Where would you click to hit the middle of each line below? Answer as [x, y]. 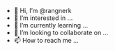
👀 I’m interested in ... [43, 18]
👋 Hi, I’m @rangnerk [43, 11]
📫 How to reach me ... [46, 40]
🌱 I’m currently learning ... [51, 25]
